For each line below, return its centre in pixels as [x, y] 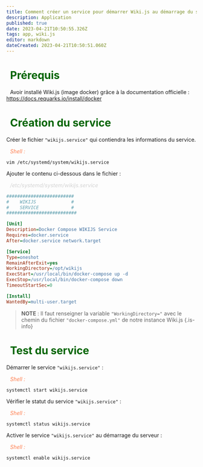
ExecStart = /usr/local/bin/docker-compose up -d [67, 274]
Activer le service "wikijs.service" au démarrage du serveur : [84, 435]
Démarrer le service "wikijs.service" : [55, 367]
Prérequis [35, 75]
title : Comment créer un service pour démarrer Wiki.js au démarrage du [100, 12]
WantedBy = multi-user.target [42, 302]
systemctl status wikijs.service [48, 424]
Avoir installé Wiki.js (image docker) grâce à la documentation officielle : [100, 92]
